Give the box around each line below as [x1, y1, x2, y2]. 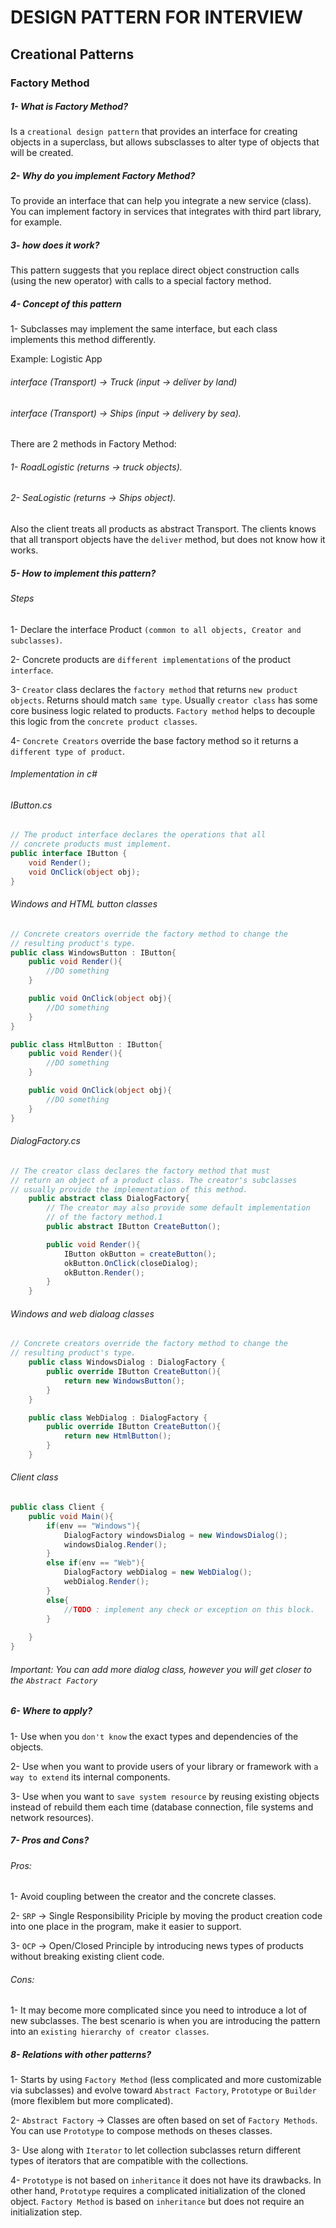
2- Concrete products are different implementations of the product [10, 653, 291, 665]
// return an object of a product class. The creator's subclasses [10, 1175, 298, 1185]
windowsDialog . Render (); [63, 1539, 168, 1550]
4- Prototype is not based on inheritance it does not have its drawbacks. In [10, 2174, 322, 2186]
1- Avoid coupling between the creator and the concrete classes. [10, 1891, 277, 1903]
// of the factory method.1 [46, 1212, 163, 1223]
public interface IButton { [10, 849, 128, 859]
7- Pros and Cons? [10, 1834, 90, 1846]
